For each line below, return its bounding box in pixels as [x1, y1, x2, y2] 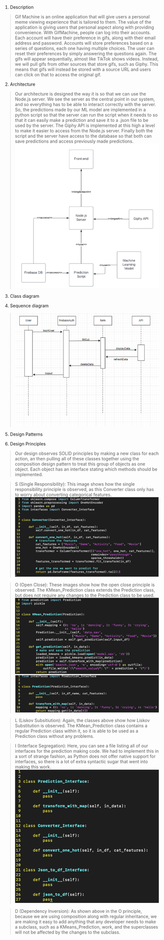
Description [9, 4, 34, 10]
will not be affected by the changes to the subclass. [14, 929, 120, 935]
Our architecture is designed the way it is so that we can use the [14, 91, 146, 97]
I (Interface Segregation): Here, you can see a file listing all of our [14, 743, 149, 749]
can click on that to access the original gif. [14, 72, 102, 77]
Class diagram [9, 293, 40, 299]
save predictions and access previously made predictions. [14, 138, 134, 144]
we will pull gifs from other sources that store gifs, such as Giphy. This [14, 61, 159, 67]
